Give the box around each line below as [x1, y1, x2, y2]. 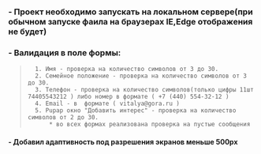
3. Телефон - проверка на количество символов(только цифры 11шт [35, 86, 254, 94]
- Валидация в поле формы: [8, 47, 121, 58]
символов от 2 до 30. [27, 114, 99, 122]
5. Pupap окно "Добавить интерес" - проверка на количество [35, 107, 237, 115]
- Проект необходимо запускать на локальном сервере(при [8, 6, 254, 17]
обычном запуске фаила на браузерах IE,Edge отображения [8, 16, 253, 27]
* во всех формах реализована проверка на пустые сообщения [48, 121, 251, 129]
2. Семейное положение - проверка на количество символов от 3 [35, 72, 247, 81]
